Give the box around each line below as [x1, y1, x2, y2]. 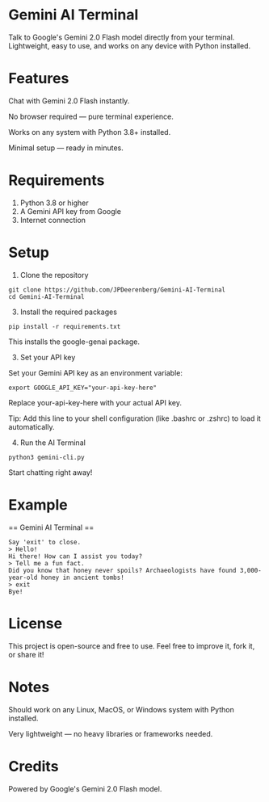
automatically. [8, 422, 55, 431]
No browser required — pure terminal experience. [8, 111, 174, 121]
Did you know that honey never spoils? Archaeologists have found [8, 566, 237, 574]
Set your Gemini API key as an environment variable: [8, 367, 183, 377]
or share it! [8, 649, 44, 659]
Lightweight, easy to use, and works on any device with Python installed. [8, 40, 251, 50]
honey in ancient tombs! [40, 573, 125, 582]
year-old [8, 573, 38, 582]
